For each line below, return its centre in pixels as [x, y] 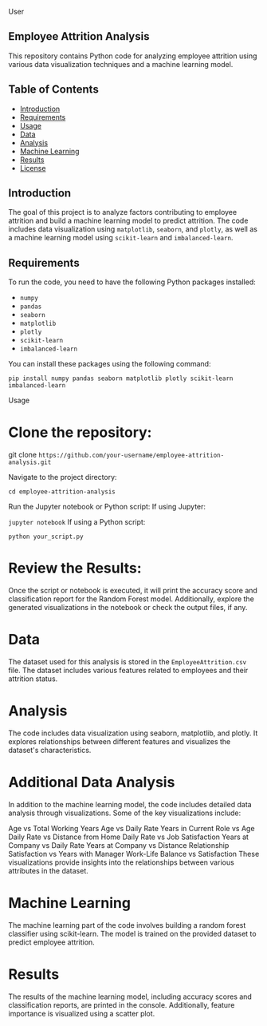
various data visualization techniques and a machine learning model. [121, 64]
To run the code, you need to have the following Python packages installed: [132, 282]
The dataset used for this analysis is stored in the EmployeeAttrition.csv [128, 662]
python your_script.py [46, 537]
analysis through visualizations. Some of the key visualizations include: [125, 813]
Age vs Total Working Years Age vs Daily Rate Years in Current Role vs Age [132, 828]
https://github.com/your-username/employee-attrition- [132, 456]
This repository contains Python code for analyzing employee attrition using [133, 56]
